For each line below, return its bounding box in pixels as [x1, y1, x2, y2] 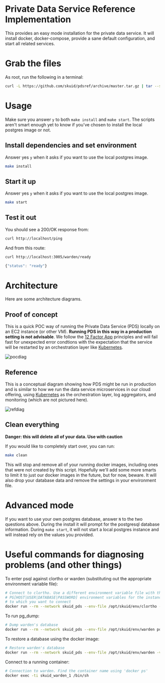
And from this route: [5, 245, 46, 251]
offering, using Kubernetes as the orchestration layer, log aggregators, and [5, 392, 156, 398]
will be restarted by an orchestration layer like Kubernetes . [5, 344, 123, 350]
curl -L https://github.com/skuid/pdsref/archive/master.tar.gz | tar [5, 84, 153, 89]
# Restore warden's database [5, 645, 65, 650]
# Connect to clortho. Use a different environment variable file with [5, 590, 155, 595]
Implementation [5, 14, 71, 25]
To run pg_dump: [5, 613, 40, 619]
